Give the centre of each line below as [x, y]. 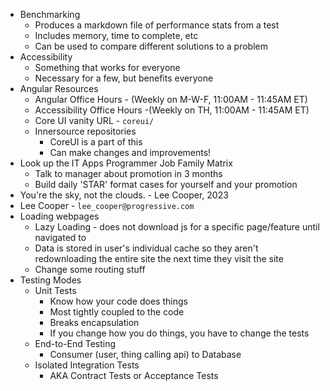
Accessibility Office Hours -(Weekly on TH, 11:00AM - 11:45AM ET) [172, 110]
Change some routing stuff [90, 269]
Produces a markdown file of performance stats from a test [157, 25]
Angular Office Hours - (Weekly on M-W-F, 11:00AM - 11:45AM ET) [171, 99]
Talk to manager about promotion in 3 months [128, 173]
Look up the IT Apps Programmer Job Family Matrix [126, 163]
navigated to [60, 237]
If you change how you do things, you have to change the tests [179, 333]
